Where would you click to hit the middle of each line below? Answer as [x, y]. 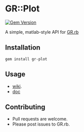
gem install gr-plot [26, 59]
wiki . [17, 86]
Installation [23, 48]
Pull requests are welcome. [40, 119]
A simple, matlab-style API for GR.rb [42, 32]
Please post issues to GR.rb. [41, 124]
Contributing [25, 107]
